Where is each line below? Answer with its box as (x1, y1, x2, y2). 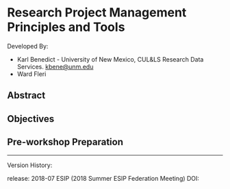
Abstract (7, 90, 46, 101)
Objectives (7, 113, 55, 125)
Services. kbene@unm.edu (16, 62, 94, 71)
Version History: (7, 161, 53, 169)
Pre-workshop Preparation (7, 136, 123, 148)
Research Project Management (7, 5, 187, 21)
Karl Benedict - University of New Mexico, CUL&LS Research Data (16, 55, 204, 63)
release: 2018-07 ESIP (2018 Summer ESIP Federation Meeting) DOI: (7, 174, 200, 182)
